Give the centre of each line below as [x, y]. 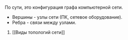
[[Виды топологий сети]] [38, 32]
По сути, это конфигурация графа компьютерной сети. [64, 7]
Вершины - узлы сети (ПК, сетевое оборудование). [67, 17]
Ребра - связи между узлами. [44, 23]
